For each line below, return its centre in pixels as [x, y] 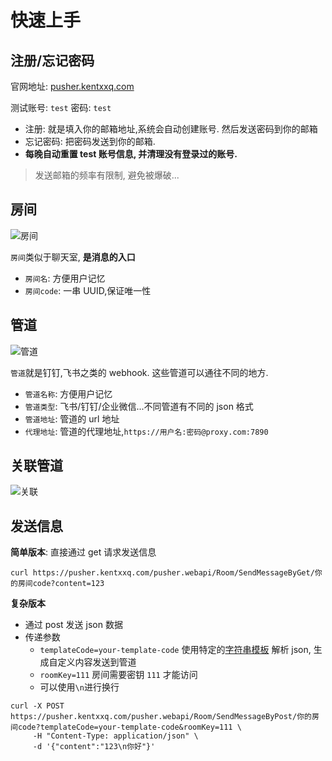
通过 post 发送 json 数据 [73, 625]
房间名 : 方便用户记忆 [65, 278]
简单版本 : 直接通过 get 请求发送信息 [83, 552]
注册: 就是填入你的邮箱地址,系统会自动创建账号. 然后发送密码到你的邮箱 [171, 129]
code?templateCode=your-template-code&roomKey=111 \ [129, 727]
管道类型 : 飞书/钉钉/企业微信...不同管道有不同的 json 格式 [139, 406]
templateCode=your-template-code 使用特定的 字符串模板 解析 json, [175, 650]
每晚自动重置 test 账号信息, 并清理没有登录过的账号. [131, 154]
